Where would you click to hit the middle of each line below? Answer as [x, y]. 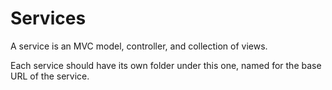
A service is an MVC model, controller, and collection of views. [139, 46]
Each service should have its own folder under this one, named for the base [166, 65]
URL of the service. [50, 76]
